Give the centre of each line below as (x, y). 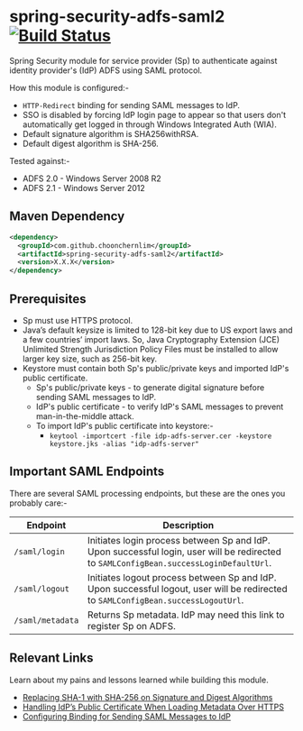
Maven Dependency (67, 217)
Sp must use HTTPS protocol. (78, 320)
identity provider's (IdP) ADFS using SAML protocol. (106, 70)
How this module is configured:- (69, 87)
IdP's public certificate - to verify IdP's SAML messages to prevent (160, 407)
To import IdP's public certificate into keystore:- (124, 425)
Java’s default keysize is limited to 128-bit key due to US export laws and (157, 330)
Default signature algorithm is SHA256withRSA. (110, 133)
